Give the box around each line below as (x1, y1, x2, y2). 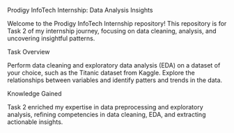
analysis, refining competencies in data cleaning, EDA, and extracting (7, 111, 206, 118)
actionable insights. (7, 118, 63, 126)
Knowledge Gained (7, 90, 62, 97)
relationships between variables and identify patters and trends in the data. (7, 76, 223, 84)
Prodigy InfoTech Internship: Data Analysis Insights (7, 6, 153, 14)
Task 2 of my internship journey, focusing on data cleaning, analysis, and (7, 27, 217, 35)
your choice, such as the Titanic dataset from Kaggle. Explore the (7, 69, 195, 77)
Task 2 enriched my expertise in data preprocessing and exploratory (7, 103, 203, 111)
